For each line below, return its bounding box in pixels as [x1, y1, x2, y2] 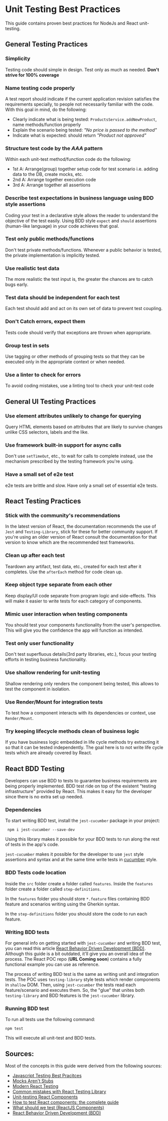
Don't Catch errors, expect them [5, 318, 86, 325]
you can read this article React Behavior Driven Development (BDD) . [5, 946, 146, 952]
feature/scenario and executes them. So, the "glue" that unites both [5, 987, 145, 993]
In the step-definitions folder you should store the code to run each [5, 910, 147, 916]
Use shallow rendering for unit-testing [5, 669, 100, 676]
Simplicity [5, 55, 31, 62]
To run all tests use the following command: [5, 1016, 95, 1023]
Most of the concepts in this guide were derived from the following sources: [5, 1063, 162, 1069]
